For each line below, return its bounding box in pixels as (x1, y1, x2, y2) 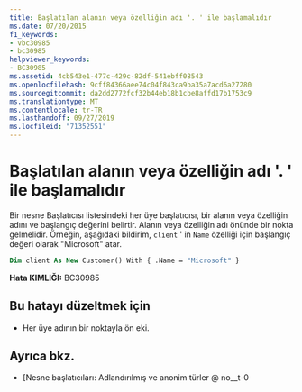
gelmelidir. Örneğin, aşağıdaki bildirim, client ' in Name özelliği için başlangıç (9, 229, 291, 240)
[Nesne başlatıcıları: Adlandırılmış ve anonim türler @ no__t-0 (22, 372, 250, 383)
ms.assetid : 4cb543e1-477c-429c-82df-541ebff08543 (9, 72, 204, 81)
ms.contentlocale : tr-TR (9, 105, 103, 114)
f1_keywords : (9, 30, 59, 39)
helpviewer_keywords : (9, 55, 91, 64)
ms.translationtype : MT (9, 96, 99, 106)
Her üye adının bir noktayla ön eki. (22, 322, 151, 333)
